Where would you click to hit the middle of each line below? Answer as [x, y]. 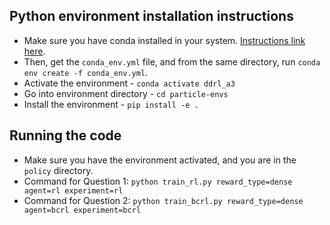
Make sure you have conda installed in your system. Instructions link [164, 40]
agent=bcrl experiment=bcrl [82, 210]
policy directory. [58, 170]
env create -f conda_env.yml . [86, 72]
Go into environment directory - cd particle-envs [126, 93]
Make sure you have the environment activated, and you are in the [160, 160]
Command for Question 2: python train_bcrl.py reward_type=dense [163, 200]
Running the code [65, 135]
